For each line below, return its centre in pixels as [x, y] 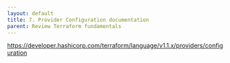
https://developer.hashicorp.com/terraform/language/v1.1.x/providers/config [115, 46]
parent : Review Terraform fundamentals [64, 26]
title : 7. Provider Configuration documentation [78, 20]
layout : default [30, 13]
